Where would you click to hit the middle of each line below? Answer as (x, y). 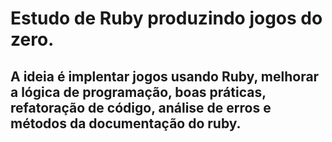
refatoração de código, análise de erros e (141, 107)
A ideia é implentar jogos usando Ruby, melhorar (165, 76)
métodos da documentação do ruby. (126, 123)
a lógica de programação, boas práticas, (138, 92)
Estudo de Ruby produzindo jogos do (166, 18)
